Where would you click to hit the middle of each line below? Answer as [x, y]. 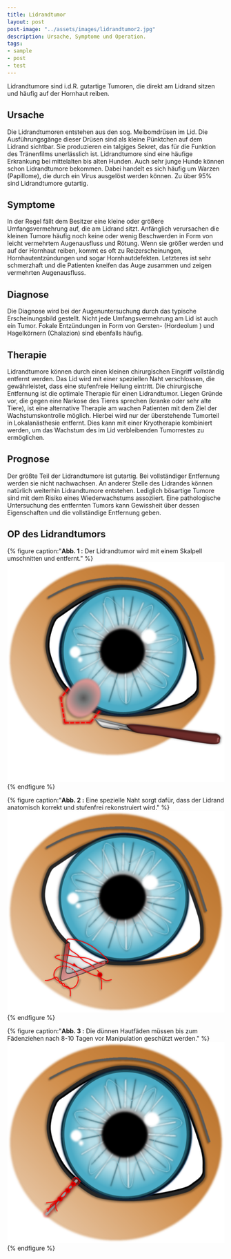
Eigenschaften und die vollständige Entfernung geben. [84, 512]
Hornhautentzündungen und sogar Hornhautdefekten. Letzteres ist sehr [109, 258]
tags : [15, 44]
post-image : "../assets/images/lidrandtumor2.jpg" [81, 29]
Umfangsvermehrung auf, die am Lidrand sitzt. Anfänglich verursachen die [113, 229]
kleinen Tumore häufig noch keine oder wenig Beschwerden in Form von [110, 236]
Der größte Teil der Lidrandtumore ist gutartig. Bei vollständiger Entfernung [114, 476]
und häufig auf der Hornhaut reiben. [58, 93]
